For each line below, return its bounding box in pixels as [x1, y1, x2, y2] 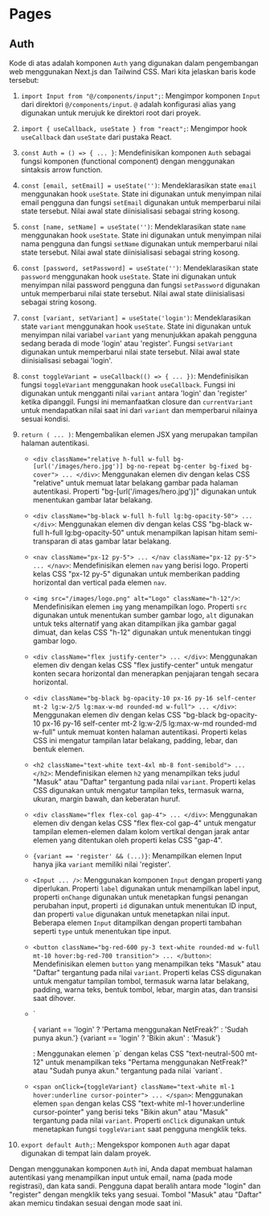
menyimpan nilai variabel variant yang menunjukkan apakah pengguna [20, 330, 257, 339]
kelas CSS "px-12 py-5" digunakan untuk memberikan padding [32, 569, 240, 578]
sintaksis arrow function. [20, 165, 103, 174]
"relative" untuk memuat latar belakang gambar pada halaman [32, 478, 239, 487]
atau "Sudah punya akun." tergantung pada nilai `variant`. [32, 1066, 223, 1075]
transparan [32, 536, 69, 546]
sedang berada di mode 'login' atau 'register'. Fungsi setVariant [20, 339, 234, 348]
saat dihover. [32, 994, 76, 1003]
